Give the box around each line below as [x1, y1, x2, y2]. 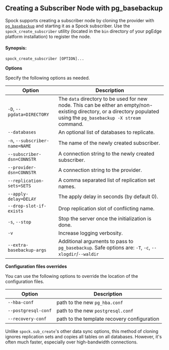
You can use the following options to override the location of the [5, 273, 138, 279]
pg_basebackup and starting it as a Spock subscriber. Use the [5, 23, 130, 29]
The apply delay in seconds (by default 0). [58, 193, 158, 200]
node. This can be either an [58, 102, 123, 109]
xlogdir [58, 252, 77, 257]
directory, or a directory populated [77, 108, 159, 115]
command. [58, 121, 84, 128]
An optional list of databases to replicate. [58, 129, 155, 136]
